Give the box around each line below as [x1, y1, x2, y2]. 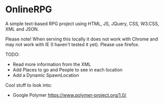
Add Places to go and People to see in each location [12, 67, 123, 73]
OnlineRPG [5, 4, 52, 15]
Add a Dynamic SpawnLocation [12, 72, 79, 78]
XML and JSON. [5, 26, 39, 32]
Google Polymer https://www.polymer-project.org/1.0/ [12, 92, 127, 98]
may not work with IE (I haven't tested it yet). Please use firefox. [5, 41, 139, 47]
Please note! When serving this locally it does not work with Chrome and [5, 36, 158, 42]
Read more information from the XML [12, 61, 91, 67]
